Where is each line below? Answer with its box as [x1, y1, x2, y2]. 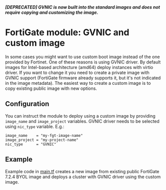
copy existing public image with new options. [5, 85, 98, 91]
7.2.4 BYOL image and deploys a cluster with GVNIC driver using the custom [5, 174, 161, 180]
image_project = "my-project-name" [5, 137, 79, 142]
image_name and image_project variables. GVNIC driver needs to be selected [5, 118, 160, 124]
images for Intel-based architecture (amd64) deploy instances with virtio [5, 64, 154, 70]
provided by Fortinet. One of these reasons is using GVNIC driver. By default [5, 59, 161, 65]
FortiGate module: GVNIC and [5, 27, 130, 38]
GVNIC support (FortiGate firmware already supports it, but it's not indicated [5, 74, 161, 81]
